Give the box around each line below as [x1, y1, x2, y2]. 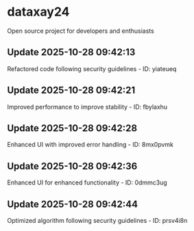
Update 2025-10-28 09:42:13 [7, 46, 136, 58]
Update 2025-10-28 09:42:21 [7, 85, 136, 96]
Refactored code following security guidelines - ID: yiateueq [7, 64, 177, 72]
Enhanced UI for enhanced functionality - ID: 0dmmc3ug [7, 178, 168, 187]
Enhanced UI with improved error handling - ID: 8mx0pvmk [7, 141, 173, 149]
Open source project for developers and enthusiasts [7, 27, 154, 35]
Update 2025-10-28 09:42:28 [7, 122, 138, 134]
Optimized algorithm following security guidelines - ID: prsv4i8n [7, 217, 188, 224]
